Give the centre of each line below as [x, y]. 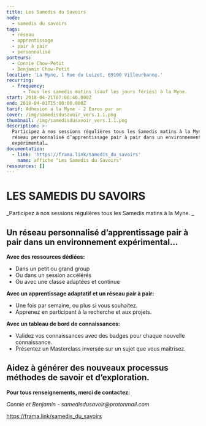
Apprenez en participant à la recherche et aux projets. [83, 312]
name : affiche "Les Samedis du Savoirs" [70, 160]
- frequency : [29, 86]
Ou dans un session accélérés [53, 275]
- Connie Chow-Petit [38, 63]
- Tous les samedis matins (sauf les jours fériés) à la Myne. [105, 92]
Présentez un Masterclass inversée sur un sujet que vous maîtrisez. [100, 349]
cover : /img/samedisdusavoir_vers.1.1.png [61, 115]
